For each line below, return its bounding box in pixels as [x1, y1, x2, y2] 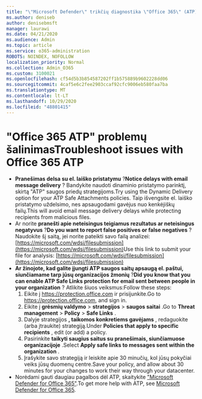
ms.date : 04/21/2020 [6, 31, 58, 37]
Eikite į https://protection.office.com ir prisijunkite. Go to [23, 290, 161, 298]
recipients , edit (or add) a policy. [23, 329, 107, 336]
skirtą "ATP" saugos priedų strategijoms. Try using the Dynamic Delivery [14, 188, 193, 196]
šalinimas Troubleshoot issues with [6, 143, 183, 156]
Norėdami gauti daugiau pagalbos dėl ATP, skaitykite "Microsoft [14, 374, 173, 381]
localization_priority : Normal [6, 59, 85, 65]
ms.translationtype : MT [6, 87, 66, 93]
